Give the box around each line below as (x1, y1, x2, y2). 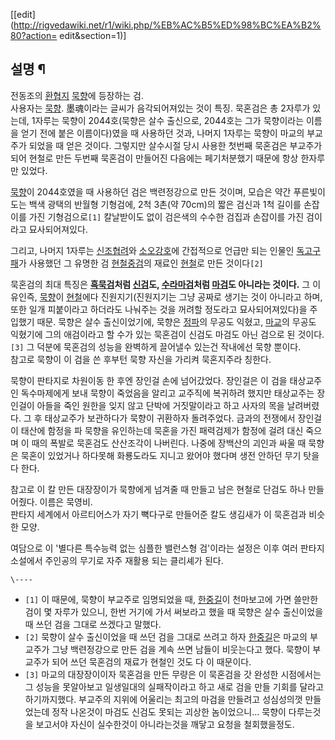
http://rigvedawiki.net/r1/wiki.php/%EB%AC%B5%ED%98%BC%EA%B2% (13, 19, 322, 31)
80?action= (10, 30, 58, 41)
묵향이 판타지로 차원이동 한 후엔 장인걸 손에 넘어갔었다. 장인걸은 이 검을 (10, 374, 288, 386)
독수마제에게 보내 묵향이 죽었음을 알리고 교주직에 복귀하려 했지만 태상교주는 (20, 387, 315, 399)
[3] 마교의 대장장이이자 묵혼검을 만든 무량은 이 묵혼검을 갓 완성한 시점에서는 (24, 668, 322, 680)
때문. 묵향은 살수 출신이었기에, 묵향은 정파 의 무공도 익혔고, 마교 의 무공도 (36, 315, 317, 328)
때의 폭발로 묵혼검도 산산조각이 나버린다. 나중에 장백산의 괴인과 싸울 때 (31, 437, 307, 449)
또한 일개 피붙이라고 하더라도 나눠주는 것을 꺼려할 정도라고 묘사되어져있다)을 (10, 303, 308, 315)
